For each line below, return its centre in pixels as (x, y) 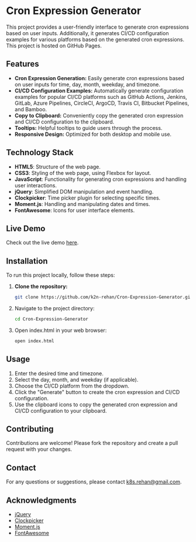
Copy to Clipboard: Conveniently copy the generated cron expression (99, 115)
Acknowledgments (42, 500)
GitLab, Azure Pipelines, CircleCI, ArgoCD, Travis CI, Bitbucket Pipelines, (102, 103)
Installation (27, 261)
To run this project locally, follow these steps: (61, 275)
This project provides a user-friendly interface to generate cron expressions (97, 27)
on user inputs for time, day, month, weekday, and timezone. (87, 84)
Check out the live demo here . (42, 243)
